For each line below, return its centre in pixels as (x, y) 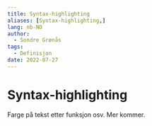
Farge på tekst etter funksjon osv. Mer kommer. (76, 115)
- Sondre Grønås (37, 40)
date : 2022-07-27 (33, 60)
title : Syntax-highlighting (49, 14)
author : (19, 34)
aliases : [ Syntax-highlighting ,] (57, 21)
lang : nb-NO (25, 27)
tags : (15, 47)
